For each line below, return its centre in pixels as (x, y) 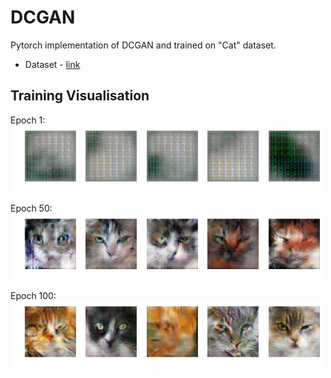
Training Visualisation (80, 96)
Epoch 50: (31, 208)
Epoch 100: (33, 296)
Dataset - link (52, 64)
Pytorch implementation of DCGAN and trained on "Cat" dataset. (143, 45)
